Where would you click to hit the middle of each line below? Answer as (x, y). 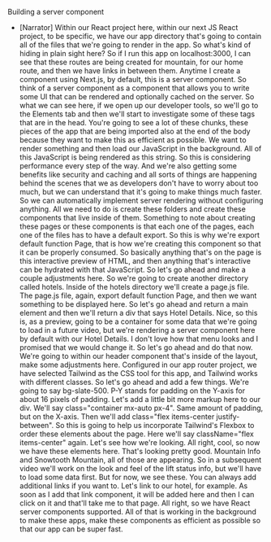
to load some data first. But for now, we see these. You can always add (138, 477)
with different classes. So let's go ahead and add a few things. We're (134, 382)
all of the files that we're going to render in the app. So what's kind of (135, 45)
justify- (228, 417)
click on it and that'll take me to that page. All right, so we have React (135, 503)
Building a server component (56, 12)
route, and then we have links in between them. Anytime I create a (130, 71)
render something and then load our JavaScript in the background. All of (140, 149)
